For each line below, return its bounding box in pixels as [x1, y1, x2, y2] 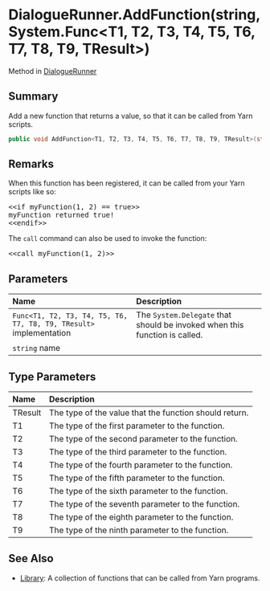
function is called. [136, 329, 203, 340]
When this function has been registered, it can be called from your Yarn [8, 178, 245, 188]
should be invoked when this [136, 320, 244, 331]
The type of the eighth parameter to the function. [48, 512, 234, 523]
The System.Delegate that [136, 309, 231, 320]
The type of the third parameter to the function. [48, 446, 227, 458]
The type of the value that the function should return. [48, 407, 249, 418]
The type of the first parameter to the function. [48, 420, 225, 431]
